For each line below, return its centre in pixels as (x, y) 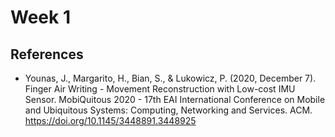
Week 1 (40, 17)
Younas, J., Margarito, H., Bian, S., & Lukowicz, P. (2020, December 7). (170, 78)
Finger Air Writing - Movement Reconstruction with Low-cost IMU (160, 89)
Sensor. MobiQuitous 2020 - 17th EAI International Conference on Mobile (175, 99)
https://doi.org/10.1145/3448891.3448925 (110, 120)
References (47, 54)
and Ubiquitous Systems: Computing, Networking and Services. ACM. (168, 110)
